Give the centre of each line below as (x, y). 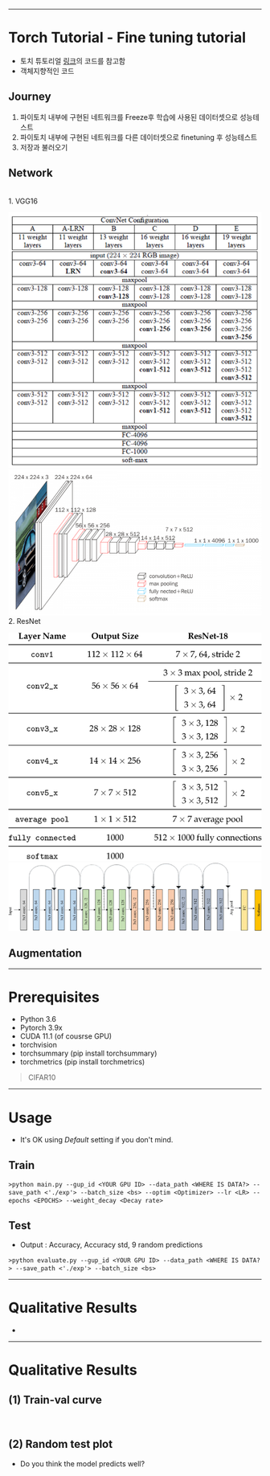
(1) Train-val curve (55, 1400)
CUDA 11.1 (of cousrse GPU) (66, 1036)
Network (31, 173)
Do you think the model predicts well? (82, 1463)
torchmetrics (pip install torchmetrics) (82, 1062)
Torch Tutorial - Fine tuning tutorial (127, 38)
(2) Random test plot (61, 1444)
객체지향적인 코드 (47, 71)
